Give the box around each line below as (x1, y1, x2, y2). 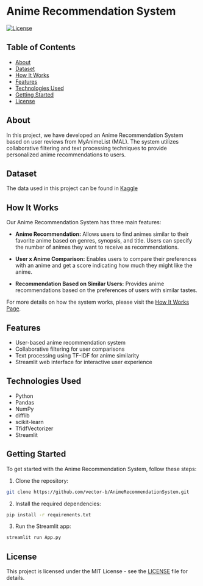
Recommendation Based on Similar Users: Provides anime (15, 280, 165, 288)
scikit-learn (15, 418, 44, 425)
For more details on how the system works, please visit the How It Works (6, 298, 190, 306)
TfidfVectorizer (15, 425, 54, 432)
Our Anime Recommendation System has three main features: (6, 219, 162, 226)
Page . (6, 305, 21, 312)
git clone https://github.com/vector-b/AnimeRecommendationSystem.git (6, 489, 190, 495)
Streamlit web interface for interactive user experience (15, 359, 152, 365)
